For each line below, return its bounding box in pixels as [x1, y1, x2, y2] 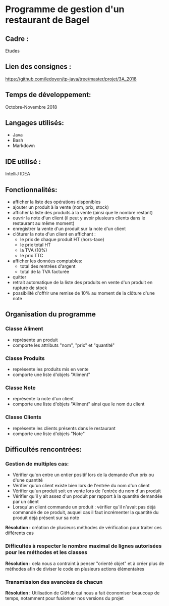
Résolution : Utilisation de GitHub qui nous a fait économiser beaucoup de [5, 590, 160, 596]
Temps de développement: [5, 90, 91, 99]
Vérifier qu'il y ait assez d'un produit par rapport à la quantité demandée [12, 493, 163, 499]
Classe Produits [5, 355, 45, 362]
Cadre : [5, 34, 29, 43]
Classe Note [5, 384, 36, 391]
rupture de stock [12, 285, 47, 291]
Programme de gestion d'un [5, 4, 125, 15]
